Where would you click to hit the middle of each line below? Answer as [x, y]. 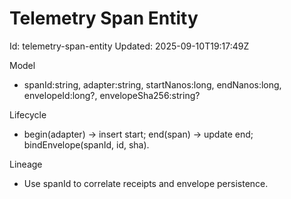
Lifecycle [28, 114]
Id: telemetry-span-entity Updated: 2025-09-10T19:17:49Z [129, 46]
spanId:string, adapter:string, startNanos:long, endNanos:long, [152, 84]
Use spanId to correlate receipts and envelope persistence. [146, 183]
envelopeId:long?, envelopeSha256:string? [112, 95]
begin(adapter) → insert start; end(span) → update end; [138, 134]
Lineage [26, 164]
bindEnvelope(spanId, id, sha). [86, 144]
